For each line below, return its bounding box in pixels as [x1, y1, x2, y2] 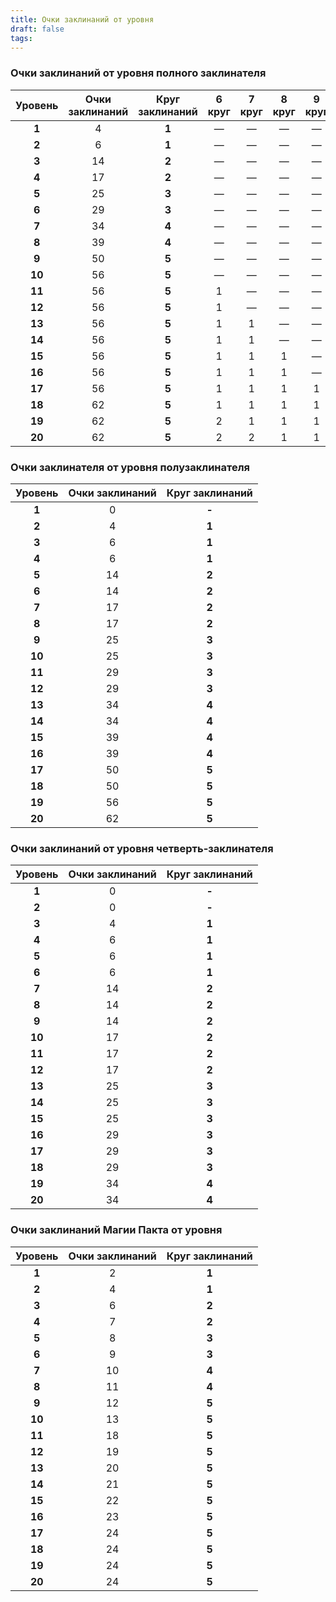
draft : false [10, 24, 65, 34]
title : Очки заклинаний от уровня [10, 14, 155, 25]
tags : [10, 33, 33, 43]
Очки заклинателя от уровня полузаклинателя [10, 460, 251, 474]
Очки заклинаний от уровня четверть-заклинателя [10, 841, 274, 855]
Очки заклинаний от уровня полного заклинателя [10, 66, 267, 80]
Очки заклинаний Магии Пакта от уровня [10, 1223, 223, 1237]
